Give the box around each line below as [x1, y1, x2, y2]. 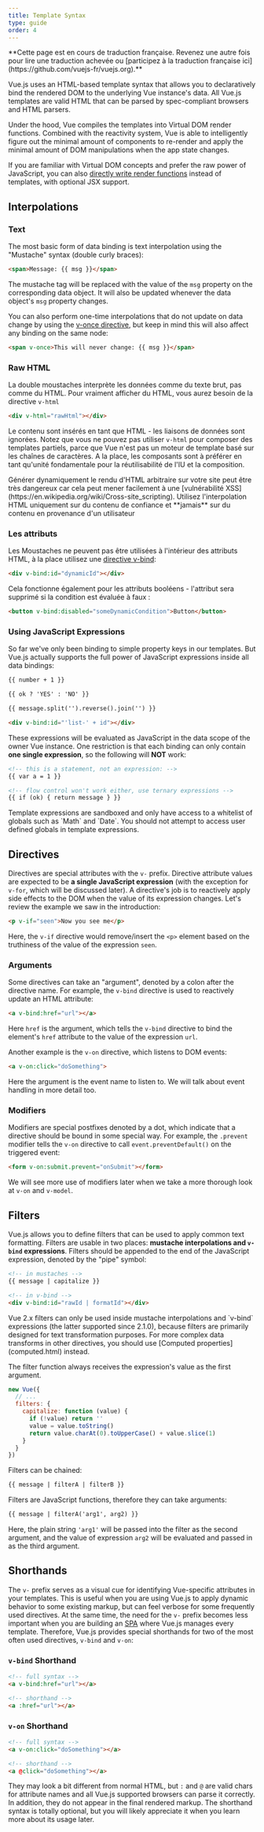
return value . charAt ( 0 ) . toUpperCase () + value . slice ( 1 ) [28, 1429, 216, 1437]
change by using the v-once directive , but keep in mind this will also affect [8, 320, 249, 329]
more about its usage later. [8, 1815, 95, 1824]
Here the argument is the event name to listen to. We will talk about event [8, 1077, 245, 1087]
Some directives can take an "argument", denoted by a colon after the [8, 978, 234, 987]
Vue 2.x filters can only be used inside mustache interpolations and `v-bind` [8, 1313, 254, 1322]
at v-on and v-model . [8, 1186, 73, 1195]
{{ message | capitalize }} [8, 1277, 101, 1285]
